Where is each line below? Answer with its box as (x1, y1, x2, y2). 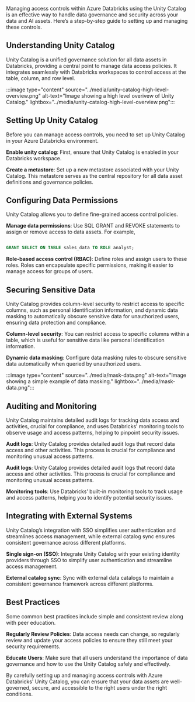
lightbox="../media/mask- (114, 378, 176, 385)
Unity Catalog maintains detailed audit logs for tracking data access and (6, 417, 180, 424)
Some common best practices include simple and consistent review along (6, 612, 184, 620)
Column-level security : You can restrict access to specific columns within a (6, 331, 190, 338)
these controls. (6, 23, 42, 30)
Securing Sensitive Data (6, 285, 96, 295)
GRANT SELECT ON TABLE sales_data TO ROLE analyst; (6, 245, 134, 251)
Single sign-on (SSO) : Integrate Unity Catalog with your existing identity (6, 550, 180, 558)
